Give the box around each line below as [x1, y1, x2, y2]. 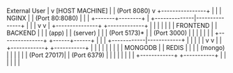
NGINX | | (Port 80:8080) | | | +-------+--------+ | [6, 14, 149, 22]
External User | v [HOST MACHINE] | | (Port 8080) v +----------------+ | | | [6, 7, 222, 15]
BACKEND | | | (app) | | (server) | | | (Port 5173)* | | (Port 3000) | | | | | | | [6, 29, 213, 37]
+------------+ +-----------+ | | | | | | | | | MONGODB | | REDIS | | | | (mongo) [6, 44, 225, 51]
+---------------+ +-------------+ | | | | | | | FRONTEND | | [51, 22, 218, 29]
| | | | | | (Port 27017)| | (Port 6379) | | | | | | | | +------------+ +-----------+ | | [6, 51, 227, 59]
